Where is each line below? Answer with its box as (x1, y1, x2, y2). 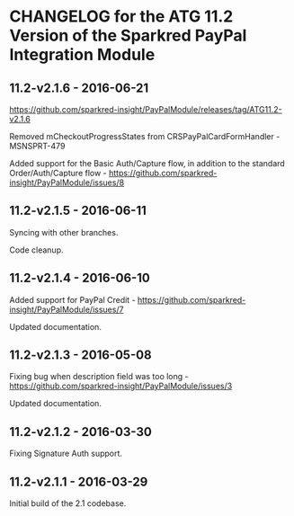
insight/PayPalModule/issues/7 (9, 304, 124, 315)
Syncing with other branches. (9, 227, 119, 237)
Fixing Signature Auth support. (9, 448, 123, 459)
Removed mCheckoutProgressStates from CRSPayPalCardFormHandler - (9, 131, 281, 141)
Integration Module (9, 45, 156, 65)
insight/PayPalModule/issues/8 (9, 177, 124, 188)
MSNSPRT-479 (9, 141, 66, 151)
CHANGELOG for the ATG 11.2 (9, 6, 234, 27)
